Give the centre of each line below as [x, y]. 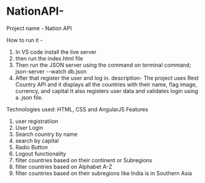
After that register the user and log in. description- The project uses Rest [107, 78]
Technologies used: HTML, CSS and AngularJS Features [77, 109]
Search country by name [46, 134]
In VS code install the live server [56, 52]
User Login [29, 127]
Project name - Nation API [39, 28]
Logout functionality [40, 154]
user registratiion [37, 121]
